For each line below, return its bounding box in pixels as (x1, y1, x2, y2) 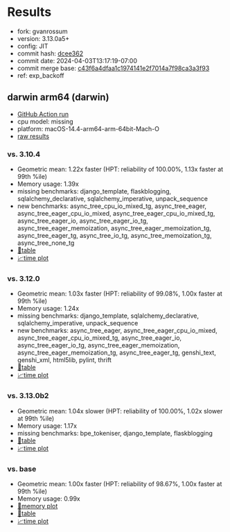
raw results (17, 132, 50, 140)
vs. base (7, 464, 37, 474)
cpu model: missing (17, 117, 74, 126)
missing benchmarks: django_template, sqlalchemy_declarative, (17, 311, 200, 320)
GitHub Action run (17, 110, 69, 118)
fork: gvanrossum (17, 27, 68, 35)
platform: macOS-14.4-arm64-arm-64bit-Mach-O (17, 124, 159, 132)
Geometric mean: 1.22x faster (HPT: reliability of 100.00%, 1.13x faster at (17, 165, 224, 173)
